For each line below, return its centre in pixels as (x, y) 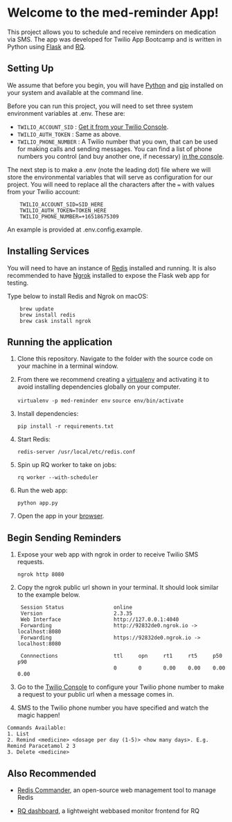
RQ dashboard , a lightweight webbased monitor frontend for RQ (108, 811)
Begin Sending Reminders (64, 537)
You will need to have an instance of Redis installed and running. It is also (112, 268)
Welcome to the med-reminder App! (113, 13)
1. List (18, 734)
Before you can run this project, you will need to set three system (100, 106)
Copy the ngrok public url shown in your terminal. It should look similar (118, 588)
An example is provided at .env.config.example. (75, 229)
